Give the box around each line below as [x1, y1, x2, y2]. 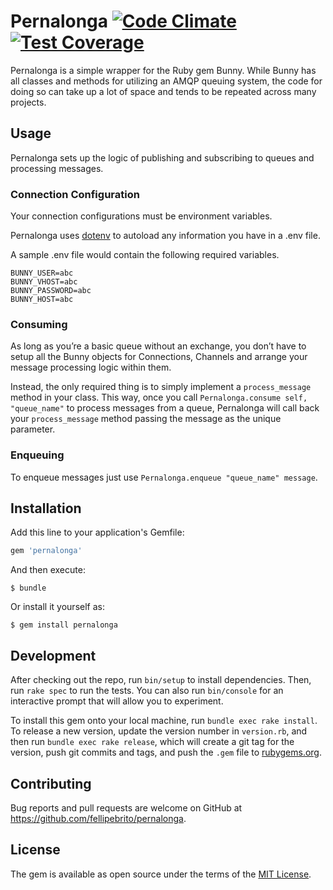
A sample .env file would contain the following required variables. [10, 249, 280, 261]
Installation [10, 500, 82, 517]
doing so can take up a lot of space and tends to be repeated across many [10, 85, 317, 97]
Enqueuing [10, 448, 65, 462]
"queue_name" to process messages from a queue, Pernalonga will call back [10, 402, 320, 414]
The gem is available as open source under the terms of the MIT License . [10, 868, 312, 880]
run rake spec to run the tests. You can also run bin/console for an [10, 685, 284, 697]
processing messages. [10, 162, 104, 174]
